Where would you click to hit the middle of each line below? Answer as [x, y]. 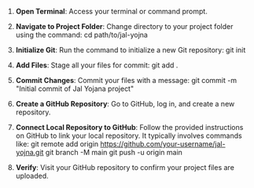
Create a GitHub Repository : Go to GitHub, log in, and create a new [125, 104]
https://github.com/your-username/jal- [163, 144]
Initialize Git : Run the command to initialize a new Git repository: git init [131, 50]
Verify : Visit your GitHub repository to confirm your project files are [125, 167]
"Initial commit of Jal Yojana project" [75, 89]
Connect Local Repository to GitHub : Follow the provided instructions [129, 127]
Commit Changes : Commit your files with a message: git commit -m [126, 80]
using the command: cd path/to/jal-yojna [81, 35]
